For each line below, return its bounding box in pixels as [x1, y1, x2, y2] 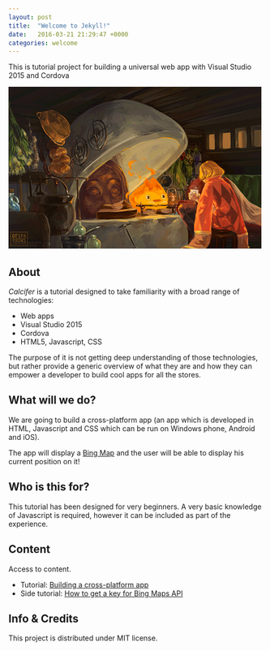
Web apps [19, 311, 54, 321]
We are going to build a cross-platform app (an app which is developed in [8, 415, 254, 425]
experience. [8, 519, 49, 528]
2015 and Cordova [8, 71, 70, 80]
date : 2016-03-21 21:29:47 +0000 [8, 30, 129, 38]
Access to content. [8, 564, 71, 574]
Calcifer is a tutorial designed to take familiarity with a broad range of [8, 287, 240, 296]
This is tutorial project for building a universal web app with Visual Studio [8, 62, 252, 72]
